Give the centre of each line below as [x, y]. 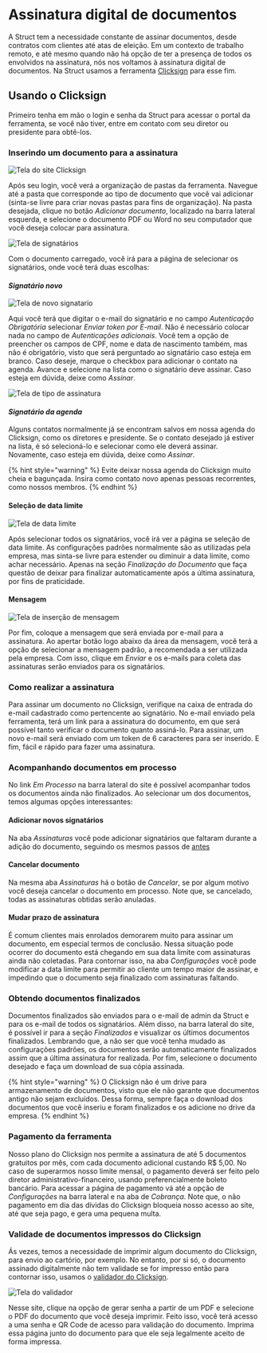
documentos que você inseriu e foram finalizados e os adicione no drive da [132, 1107]
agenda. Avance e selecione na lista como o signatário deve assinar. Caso [130, 369]
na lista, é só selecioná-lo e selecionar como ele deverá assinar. [113, 446]
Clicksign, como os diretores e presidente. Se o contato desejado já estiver [132, 438]
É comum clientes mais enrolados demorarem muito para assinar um [121, 936]
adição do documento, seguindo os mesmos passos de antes [109, 846]
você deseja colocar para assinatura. [69, 228]
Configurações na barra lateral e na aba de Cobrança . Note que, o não [124, 1196]
